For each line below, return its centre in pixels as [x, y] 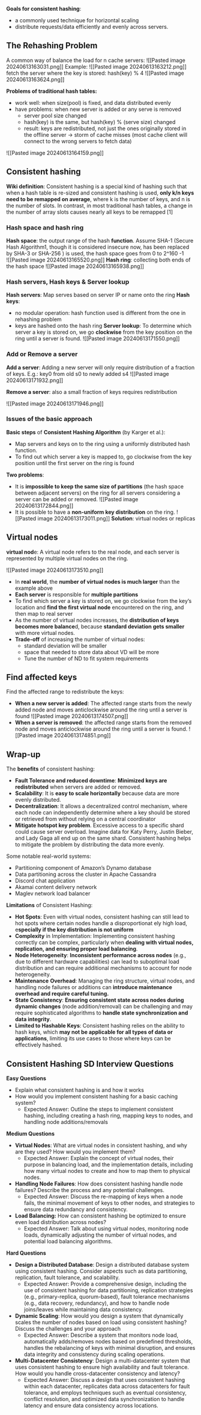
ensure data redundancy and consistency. [76, 1210]
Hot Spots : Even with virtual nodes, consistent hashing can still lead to [102, 917]
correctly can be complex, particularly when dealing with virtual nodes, [104, 943]
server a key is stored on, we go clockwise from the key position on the [103, 332]
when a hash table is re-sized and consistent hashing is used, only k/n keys [100, 193]
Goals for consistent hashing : [44, 9]
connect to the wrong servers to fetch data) [78, 141]
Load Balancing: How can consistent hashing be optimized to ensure [100, 1216]
